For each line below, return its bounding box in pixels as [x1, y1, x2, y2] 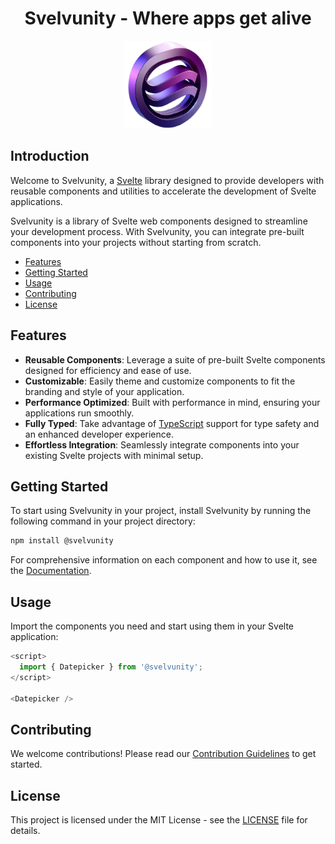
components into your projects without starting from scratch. [10, 236, 262, 248]
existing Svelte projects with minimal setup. [24, 449, 204, 461]
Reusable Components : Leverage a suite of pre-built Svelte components [24, 353, 326, 366]
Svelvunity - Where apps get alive [24, 7, 312, 30]
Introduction [10, 148, 90, 165]
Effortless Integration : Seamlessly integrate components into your [24, 438, 300, 451]
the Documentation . [10, 565, 92, 577]
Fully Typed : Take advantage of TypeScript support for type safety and [24, 417, 320, 429]
